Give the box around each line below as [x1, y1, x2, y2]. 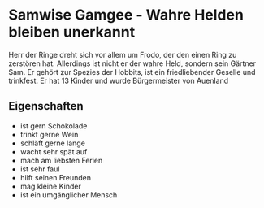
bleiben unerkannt [8, 23, 136, 41]
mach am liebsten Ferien [19, 155, 103, 165]
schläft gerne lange [19, 138, 85, 148]
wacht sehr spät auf [19, 146, 88, 156]
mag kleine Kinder [19, 181, 81, 191]
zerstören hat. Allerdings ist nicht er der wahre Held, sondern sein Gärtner [8, 58, 257, 68]
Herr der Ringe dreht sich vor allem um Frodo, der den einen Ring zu [8, 50, 237, 59]
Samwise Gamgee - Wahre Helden [8, 6, 244, 24]
